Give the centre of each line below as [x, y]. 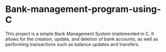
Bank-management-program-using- [83, 9]
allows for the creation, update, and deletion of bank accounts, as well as [82, 39]
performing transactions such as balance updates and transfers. [72, 44]
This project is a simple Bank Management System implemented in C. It [80, 33]
